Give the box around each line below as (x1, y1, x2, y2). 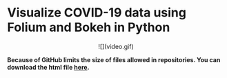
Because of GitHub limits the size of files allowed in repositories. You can (7, 55, 221, 64)
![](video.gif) (97, 42, 135, 50)
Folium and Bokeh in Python (7, 19, 170, 35)
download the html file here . (7, 63, 90, 71)
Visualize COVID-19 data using (7, 5, 186, 21)
